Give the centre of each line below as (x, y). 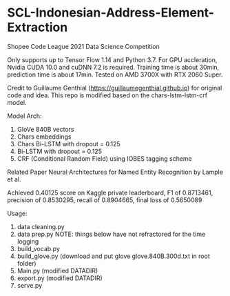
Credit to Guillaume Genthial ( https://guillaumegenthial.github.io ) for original (115, 88)
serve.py (30, 285)
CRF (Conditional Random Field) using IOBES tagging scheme (105, 158)
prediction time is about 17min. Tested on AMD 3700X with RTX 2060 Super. (115, 75)
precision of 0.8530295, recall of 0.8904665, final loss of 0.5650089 (105, 200)
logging (28, 241)
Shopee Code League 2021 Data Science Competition (83, 46)
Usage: (17, 213)
